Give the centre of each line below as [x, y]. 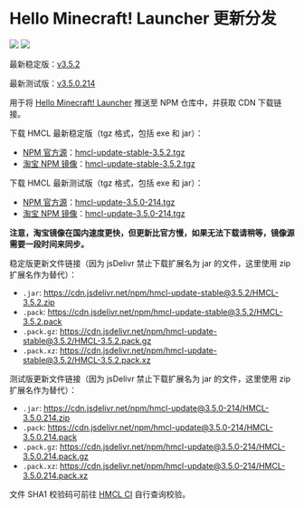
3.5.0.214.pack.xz [55, 475]
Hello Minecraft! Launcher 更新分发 [143, 19]
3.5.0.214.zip [46, 417]
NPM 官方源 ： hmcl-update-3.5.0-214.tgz [99, 202]
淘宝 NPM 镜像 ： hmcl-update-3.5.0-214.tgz [104, 213]
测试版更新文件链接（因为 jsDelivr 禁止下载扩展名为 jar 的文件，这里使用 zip [150, 379]
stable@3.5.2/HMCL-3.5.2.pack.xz [86, 359]
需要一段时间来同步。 [49, 244]
